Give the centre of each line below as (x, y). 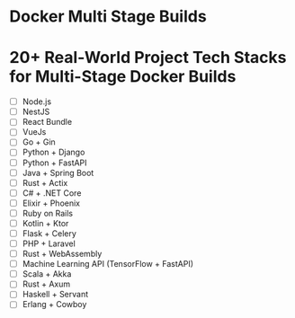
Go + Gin (39, 142)
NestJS (36, 112)
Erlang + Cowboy (54, 305)
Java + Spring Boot (58, 172)
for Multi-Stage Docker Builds (123, 77)
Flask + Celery (49, 233)
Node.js (37, 102)
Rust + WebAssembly (62, 254)
